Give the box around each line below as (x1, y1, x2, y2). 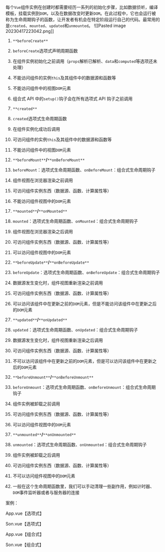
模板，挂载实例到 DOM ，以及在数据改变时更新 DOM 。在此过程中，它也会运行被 (5, 10, 156, 16)
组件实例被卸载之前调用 (12, 401, 60, 407)
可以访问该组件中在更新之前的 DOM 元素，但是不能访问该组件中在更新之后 (12, 301, 157, 306)
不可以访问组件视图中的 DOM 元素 (12, 473, 75, 479)
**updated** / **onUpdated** (12, 317, 68, 323)
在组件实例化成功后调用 (12, 126, 60, 132)
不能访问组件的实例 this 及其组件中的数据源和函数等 (12, 75, 117, 81)
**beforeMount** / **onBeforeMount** (12, 157, 85, 163)
